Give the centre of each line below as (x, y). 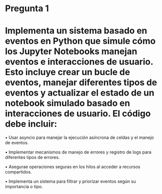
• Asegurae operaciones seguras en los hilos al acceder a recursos (73, 167)
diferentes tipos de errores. (32, 157)
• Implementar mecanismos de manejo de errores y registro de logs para (78, 152)
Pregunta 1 (27, 9)
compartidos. (19, 172)
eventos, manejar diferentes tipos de (81, 83)
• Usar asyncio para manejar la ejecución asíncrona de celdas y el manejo (80, 137)
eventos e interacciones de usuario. (79, 62)
